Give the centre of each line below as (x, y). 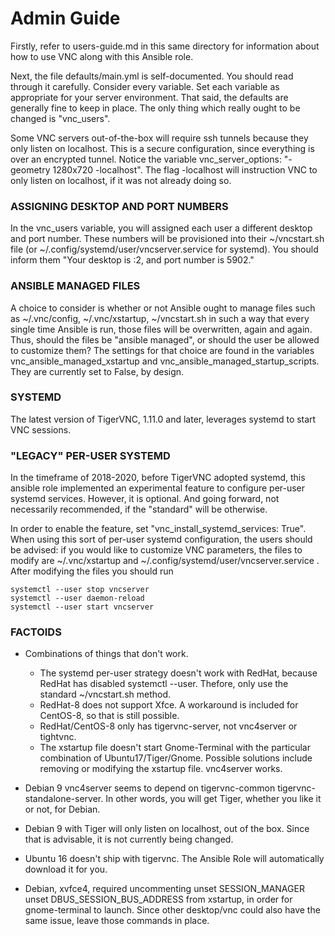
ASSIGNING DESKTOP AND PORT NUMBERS (119, 206)
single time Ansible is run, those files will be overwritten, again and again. (161, 329)
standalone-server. (64, 799)
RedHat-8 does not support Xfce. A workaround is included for (169, 705)
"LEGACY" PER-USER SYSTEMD (90, 455)
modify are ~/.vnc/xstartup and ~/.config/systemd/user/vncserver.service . (165, 561)
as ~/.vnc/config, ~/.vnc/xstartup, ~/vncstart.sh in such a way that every (160, 318)
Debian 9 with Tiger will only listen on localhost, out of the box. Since (167, 829)
